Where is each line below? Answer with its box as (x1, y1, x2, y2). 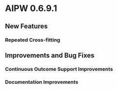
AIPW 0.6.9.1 (5, 3, 57, 14)
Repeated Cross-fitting (5, 37, 60, 43)
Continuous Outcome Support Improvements (5, 65, 113, 72)
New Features (5, 22, 48, 30)
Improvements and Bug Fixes (5, 51, 95, 59)
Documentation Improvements (5, 78, 78, 85)
